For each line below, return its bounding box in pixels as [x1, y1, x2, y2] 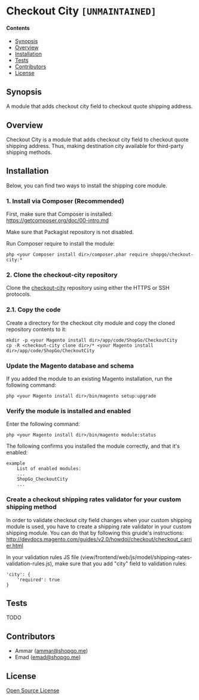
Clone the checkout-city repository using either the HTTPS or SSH [6, 284, 170, 292]
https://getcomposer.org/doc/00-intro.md [6, 217, 109, 224]
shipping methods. [6, 149, 53, 156]
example [6, 460, 26, 466]
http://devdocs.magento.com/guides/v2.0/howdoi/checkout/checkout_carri [6, 535, 192, 543]
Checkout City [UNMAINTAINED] [6, 4, 157, 18]
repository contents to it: [6, 325, 67, 333]
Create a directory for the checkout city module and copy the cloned [6, 319, 175, 326]
